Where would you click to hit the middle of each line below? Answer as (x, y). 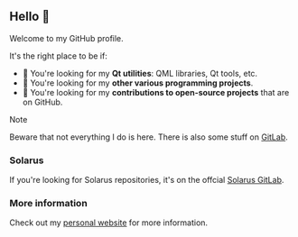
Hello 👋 (30, 17)
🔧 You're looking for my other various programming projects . (138, 83)
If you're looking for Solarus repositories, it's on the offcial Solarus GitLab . (147, 180)
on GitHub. (42, 102)
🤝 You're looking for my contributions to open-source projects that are (156, 92)
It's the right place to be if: (59, 56)
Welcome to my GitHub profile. (66, 38)
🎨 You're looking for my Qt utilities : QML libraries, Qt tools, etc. (140, 73)
